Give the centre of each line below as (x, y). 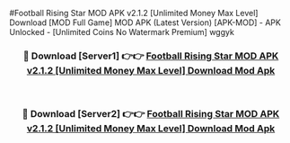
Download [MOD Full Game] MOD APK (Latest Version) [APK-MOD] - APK (145, 22)
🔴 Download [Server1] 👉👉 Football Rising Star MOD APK (151, 56)
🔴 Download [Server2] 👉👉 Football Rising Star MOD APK (151, 114)
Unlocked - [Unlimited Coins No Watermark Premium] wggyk (122, 32)
